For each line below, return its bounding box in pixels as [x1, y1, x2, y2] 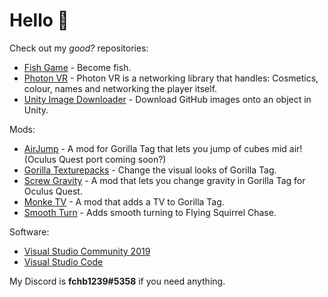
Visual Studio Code [23, 255, 104, 268]
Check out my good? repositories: [9, 42, 149, 54]
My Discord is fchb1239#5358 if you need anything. [9, 275, 226, 287]
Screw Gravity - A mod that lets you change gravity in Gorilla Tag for [23, 174, 306, 186]
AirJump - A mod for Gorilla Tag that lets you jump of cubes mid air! [23, 142, 303, 154]
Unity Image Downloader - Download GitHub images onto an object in [23, 93, 312, 105]
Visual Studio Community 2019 [23, 245, 151, 257]
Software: [9, 225, 50, 238]
